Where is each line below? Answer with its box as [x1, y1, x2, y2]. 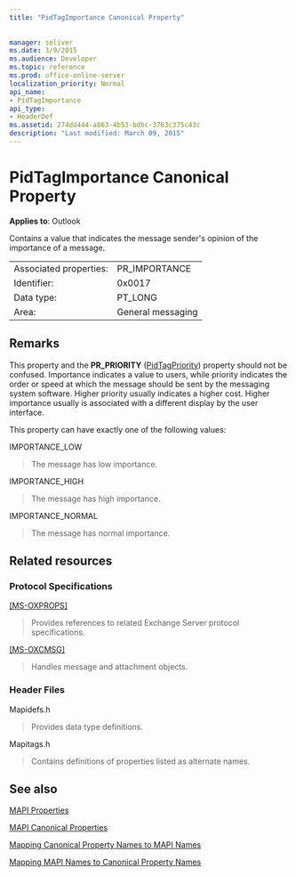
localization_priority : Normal [9, 79, 125, 88]
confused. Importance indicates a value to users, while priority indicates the [9, 369, 288, 379]
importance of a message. [9, 242, 106, 253]
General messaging [116, 305, 198, 318]
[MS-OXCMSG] [9, 645, 65, 655]
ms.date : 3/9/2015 [9, 46, 77, 55]
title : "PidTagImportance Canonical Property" [9, 12, 185, 22]
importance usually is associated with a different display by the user [9, 397, 259, 408]
